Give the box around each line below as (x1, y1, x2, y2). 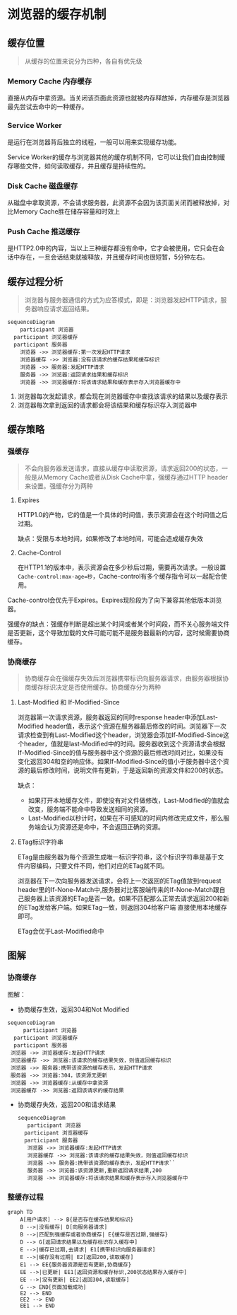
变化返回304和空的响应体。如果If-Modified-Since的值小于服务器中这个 (17, 757, 224, 765)
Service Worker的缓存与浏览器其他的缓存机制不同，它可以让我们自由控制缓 (7, 153, 226, 161)
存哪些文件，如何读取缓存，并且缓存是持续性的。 (7, 161, 150, 170)
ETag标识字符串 (17, 838, 63, 846)
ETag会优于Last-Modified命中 (17, 927, 104, 935)
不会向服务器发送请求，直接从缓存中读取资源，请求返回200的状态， (24, 464, 222, 473)
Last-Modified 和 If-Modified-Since (17, 697, 120, 706)
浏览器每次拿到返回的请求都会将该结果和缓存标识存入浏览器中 (17, 401, 197, 409)
